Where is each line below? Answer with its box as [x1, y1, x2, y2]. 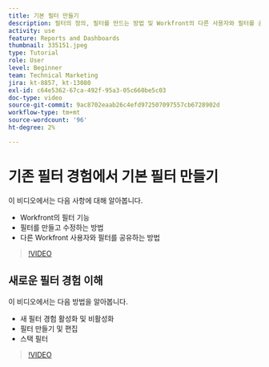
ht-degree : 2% [8, 123, 56, 131]
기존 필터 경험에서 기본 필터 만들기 [8, 167, 219, 185]
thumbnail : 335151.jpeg [8, 42, 88, 50]
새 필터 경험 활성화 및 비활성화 [19, 313, 114, 323]
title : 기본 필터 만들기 [8, 11, 80, 20]
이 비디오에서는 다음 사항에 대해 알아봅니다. [8, 196, 143, 205]
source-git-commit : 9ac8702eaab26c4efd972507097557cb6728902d [8, 101, 220, 109]
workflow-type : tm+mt [8, 109, 81, 117]
